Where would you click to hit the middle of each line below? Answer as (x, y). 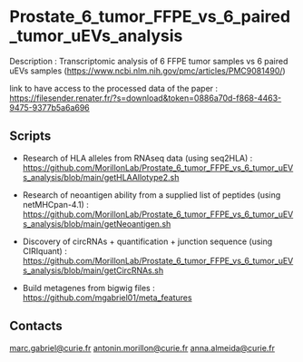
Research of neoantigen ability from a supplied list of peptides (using (151, 195)
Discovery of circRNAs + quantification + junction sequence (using (147, 241)
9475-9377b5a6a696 (50, 107)
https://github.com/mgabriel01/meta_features (107, 298)
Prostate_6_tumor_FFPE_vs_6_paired (150, 17)
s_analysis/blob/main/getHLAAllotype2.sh (101, 177)
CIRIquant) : (45, 250)
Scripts (30, 137)
